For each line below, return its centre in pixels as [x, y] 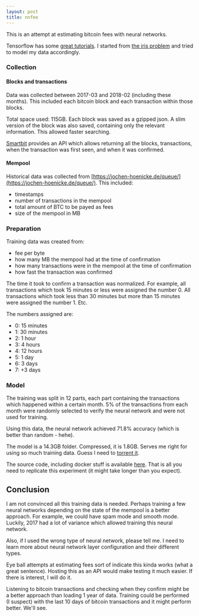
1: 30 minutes [31, 332]
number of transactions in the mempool [63, 201]
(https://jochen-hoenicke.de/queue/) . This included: [70, 183]
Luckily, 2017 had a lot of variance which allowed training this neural [90, 523]
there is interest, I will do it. [39, 577]
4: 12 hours [29, 351]
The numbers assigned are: [40, 314]
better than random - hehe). [40, 435]
